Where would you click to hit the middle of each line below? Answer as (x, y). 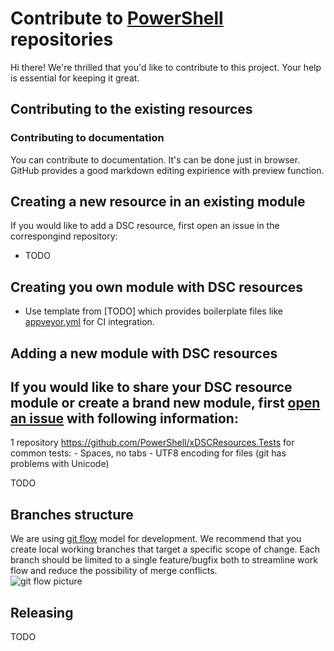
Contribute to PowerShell (117, 18)
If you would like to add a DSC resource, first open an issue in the (145, 226)
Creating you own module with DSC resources (157, 287)
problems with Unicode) (60, 464)
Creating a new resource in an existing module (158, 202)
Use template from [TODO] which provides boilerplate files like (153, 311)
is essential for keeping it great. (75, 78)
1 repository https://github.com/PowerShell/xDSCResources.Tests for (152, 443)
